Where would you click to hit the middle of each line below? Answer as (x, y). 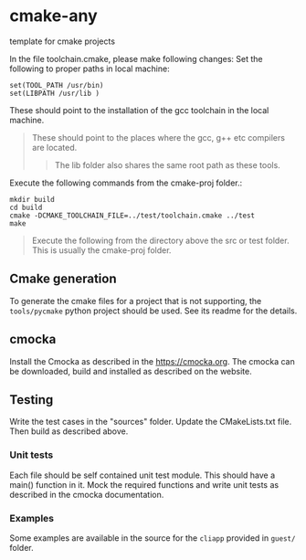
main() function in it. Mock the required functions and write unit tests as (144, 484)
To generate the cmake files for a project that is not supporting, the (136, 301)
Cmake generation (63, 279)
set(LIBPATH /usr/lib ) (55, 93)
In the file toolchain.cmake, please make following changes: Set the (136, 58)
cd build (26, 207)
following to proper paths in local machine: (90, 69)
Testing (32, 400)
